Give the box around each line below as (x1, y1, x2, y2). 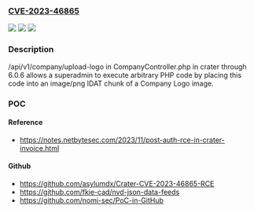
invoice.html (19, 143, 60, 152)
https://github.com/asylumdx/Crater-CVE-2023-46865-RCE (19, 178, 215, 188)
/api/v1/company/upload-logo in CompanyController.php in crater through (8, 61, 247, 72)
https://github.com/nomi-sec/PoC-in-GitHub (19, 195, 164, 205)
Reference (8, 118, 43, 127)
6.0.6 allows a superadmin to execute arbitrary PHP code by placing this (8, 70, 242, 79)
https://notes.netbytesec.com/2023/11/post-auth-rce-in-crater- (19, 135, 226, 145)
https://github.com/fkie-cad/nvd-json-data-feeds (19, 187, 180, 196)
